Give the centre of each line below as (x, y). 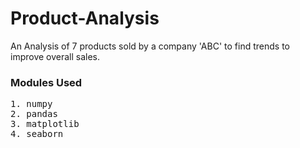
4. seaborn (37, 134)
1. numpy (31, 104)
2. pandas (34, 114)
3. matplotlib (45, 124)
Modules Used (46, 82)
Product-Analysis (85, 18)
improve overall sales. (55, 56)
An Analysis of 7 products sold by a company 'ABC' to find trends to (150, 46)
